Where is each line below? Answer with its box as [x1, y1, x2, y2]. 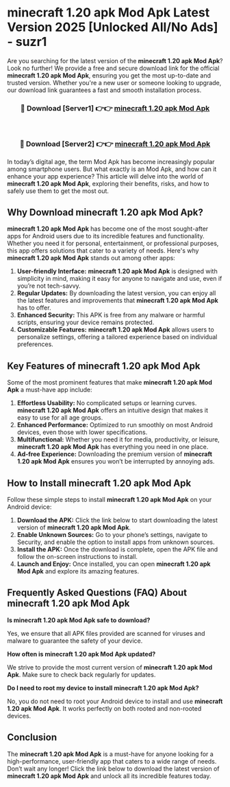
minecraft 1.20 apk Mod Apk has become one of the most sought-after [7, 225, 209, 233]
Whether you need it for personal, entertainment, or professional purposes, [7, 239, 219, 248]
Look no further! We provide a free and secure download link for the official [7, 64, 220, 72]
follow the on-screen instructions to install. [16, 552, 138, 560]
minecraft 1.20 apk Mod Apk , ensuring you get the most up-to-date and [7, 71, 211, 80]
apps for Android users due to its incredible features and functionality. [7, 232, 205, 240]
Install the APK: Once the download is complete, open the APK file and [16, 545, 218, 554]
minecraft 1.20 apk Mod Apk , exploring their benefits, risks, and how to [7, 179, 209, 187]
